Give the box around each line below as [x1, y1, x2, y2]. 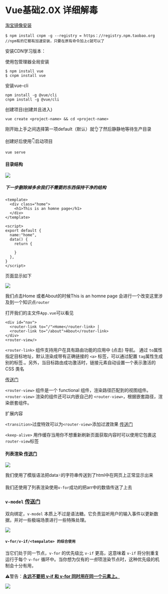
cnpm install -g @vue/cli [5, 97, 59, 102]
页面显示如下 [5, 273, 32, 279]
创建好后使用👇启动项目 [5, 138, 53, 144]
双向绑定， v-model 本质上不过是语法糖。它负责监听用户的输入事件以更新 [5, 511, 154, 517]
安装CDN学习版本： [5, 48, 46, 54]
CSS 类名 [5, 366, 25, 372]
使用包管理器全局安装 [5, 58, 49, 64]
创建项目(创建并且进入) [5, 106, 53, 112]
